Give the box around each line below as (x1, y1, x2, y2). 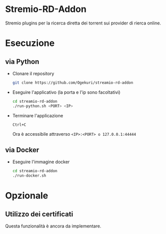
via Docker (5, 146, 39, 154)
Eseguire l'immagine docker (12, 159, 70, 165)
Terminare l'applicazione (12, 112, 63, 118)
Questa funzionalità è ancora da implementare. (5, 223, 101, 229)
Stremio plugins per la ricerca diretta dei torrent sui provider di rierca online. (5, 20, 161, 26)
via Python (5, 57, 39, 66)
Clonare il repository (12, 70, 54, 76)
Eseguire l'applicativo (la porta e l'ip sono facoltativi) (12, 89, 121, 95)
